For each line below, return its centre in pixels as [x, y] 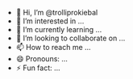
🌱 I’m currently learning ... [59, 29]
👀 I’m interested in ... [50, 21]
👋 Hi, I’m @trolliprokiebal [57, 12]
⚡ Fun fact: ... [38, 68]
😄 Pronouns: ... [42, 59]
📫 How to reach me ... [53, 47]
